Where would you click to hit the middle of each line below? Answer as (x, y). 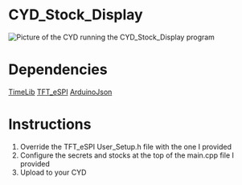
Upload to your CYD (53, 172)
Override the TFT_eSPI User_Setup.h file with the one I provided (125, 146)
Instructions (50, 124)
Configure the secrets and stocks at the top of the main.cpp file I (127, 155)
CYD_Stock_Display (76, 15)
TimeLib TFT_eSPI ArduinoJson (60, 92)
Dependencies (58, 70)
